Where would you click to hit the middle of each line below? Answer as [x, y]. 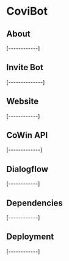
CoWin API [27, 135]
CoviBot [27, 11]
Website [22, 102]
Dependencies [34, 203]
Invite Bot [25, 67]
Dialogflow [27, 169]
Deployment [30, 237]
